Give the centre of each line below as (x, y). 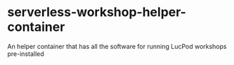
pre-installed (26, 54)
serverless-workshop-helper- (97, 12)
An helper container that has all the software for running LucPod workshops (117, 46)
